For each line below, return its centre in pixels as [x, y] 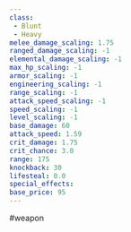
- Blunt [27, 26]
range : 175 [30, 159]
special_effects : [42, 185]
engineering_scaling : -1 [56, 84]
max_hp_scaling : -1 [46, 68]
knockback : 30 [36, 168]
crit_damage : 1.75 [44, 142]
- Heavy [27, 34]
